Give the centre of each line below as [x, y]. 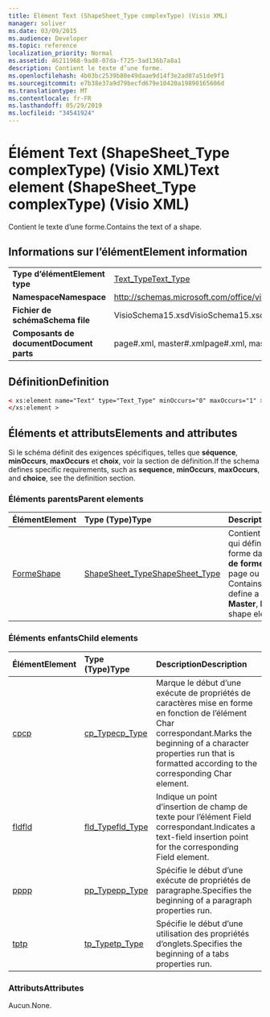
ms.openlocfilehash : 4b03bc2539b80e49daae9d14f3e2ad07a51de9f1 [117, 76]
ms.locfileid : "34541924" [51, 114]
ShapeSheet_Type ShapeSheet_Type [152, 574]
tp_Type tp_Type [114, 944]
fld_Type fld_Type [116, 827]
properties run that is [196, 753]
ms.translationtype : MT [48, 91]
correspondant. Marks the [204, 733]
